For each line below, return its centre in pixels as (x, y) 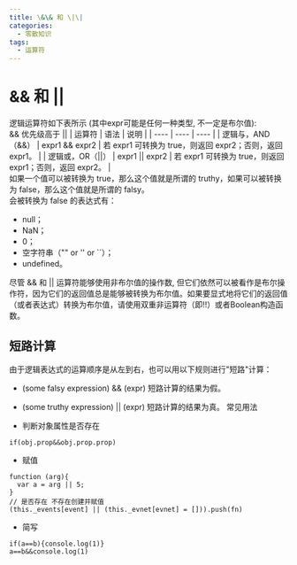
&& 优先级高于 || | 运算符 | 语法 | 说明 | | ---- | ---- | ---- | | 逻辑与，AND (140, 135)
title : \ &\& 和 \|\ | (46, 17)
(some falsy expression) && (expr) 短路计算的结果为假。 (123, 388)
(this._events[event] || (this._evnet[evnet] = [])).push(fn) (126, 509)
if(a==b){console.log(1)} (57, 544)
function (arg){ (39, 476)
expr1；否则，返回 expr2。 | (60, 167)
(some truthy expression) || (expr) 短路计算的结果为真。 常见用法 (140, 406)
